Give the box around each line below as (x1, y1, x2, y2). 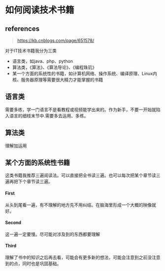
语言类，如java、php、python (12, 58, 73, 64)
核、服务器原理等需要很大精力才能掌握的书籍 (12, 77, 103, 82)
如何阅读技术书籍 (5, 4, 75, 16)
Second (5, 220, 21, 226)
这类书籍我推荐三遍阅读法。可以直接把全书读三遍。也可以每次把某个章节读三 (5, 172, 161, 178)
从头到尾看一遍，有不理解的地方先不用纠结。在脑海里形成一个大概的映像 (5, 202, 152, 208)
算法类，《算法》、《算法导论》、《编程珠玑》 (12, 65, 97, 70)
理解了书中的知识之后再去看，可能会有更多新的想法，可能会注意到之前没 (5, 255, 152, 261)
